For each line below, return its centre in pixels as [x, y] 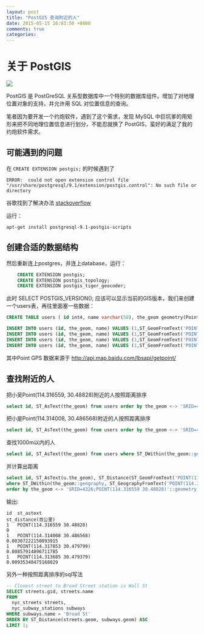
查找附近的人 [30, 379]
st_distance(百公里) [31, 520]
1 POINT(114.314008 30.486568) [49, 535]
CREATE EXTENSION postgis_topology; [64, 280]
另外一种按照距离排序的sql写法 [45, 574]
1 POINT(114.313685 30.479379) [49, 557]
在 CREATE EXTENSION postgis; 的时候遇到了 [60, 169]
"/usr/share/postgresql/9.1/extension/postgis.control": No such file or [102, 185]
